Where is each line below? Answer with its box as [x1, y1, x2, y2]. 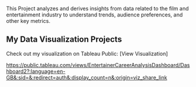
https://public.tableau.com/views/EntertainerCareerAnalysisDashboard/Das [6, 61, 190, 68]
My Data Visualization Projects [6, 35, 123, 45]
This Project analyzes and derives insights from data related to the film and [6, 5, 189, 12]
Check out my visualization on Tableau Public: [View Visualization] [6, 50, 168, 57]
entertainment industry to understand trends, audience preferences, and [6, 11, 183, 18]
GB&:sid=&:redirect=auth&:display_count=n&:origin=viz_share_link [6, 73, 168, 81]
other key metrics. [6, 18, 50, 24]
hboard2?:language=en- [6, 68, 66, 75]
